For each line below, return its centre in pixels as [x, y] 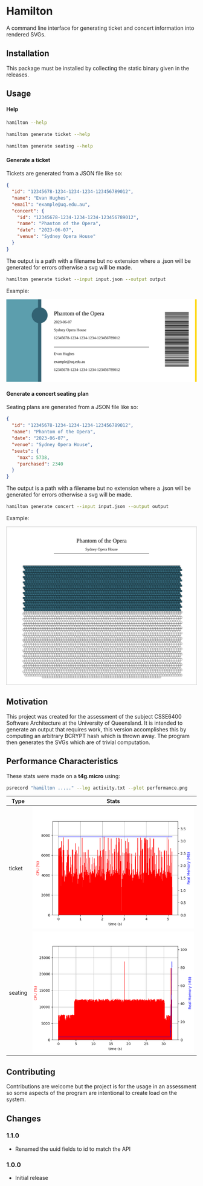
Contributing [31, 1072]
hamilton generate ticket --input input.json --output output [86, 279]
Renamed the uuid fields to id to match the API [73, 1149]
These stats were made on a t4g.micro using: [63, 776]
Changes [24, 1118]
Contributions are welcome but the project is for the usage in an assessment [101, 1086]
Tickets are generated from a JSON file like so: [64, 174]
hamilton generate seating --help [50, 146]
